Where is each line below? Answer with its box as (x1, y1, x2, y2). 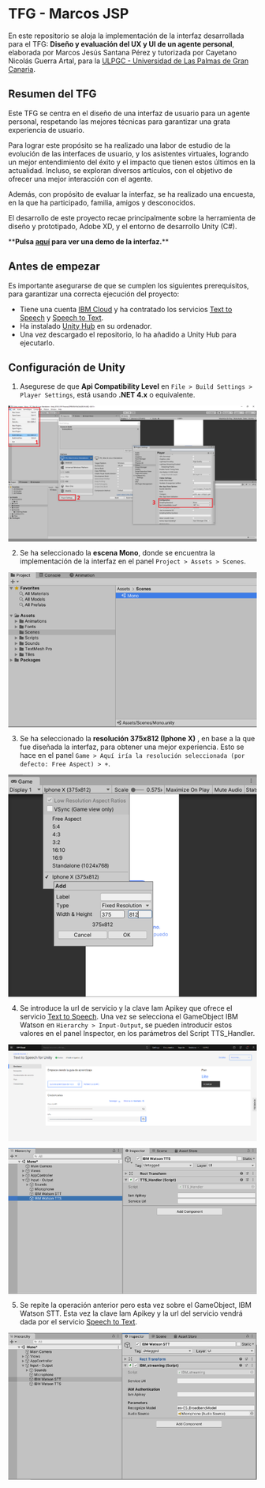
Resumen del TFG (8, 88, 97, 101)
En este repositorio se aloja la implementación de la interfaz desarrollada (8, 31, 244, 40)
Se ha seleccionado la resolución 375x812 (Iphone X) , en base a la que (19, 734, 256, 744)
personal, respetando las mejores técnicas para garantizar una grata (8, 116, 231, 126)
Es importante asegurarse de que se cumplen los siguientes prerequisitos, (8, 281, 250, 290)
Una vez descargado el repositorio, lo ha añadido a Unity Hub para (19, 330, 237, 339)
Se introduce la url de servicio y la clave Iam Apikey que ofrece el (19, 1003, 233, 1012)
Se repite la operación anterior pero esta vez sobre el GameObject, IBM (19, 1301, 252, 1310)
